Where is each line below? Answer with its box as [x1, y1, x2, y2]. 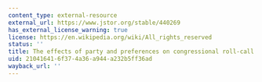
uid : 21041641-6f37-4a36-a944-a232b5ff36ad [8, 55, 153, 63]
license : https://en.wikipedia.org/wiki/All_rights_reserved [8, 33, 213, 41]
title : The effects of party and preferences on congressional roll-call [8, 48, 255, 55]
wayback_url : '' [8, 62, 61, 70]
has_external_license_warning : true [8, 26, 128, 34]
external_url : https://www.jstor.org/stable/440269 [8, 19, 180, 27]
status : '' [8, 41, 44, 48]
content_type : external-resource [8, 11, 118, 20]
